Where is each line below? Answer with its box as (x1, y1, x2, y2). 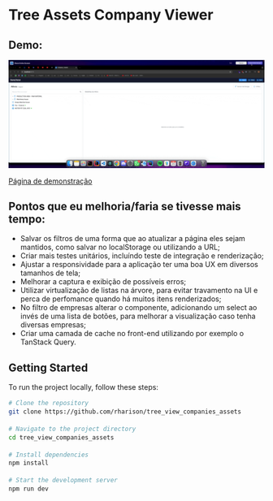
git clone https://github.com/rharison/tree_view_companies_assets (8, 408, 242, 416)
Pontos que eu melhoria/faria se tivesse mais (8, 200, 241, 214)
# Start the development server (8, 477, 118, 485)
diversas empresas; (19, 320, 87, 330)
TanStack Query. (19, 337, 76, 347)
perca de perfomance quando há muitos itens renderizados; (19, 294, 222, 304)
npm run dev (8, 485, 49, 493)
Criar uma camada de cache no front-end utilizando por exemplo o (19, 329, 245, 339)
